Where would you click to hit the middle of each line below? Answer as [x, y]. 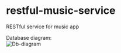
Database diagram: [29, 37]
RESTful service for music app [43, 26]
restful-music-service [61, 11]
